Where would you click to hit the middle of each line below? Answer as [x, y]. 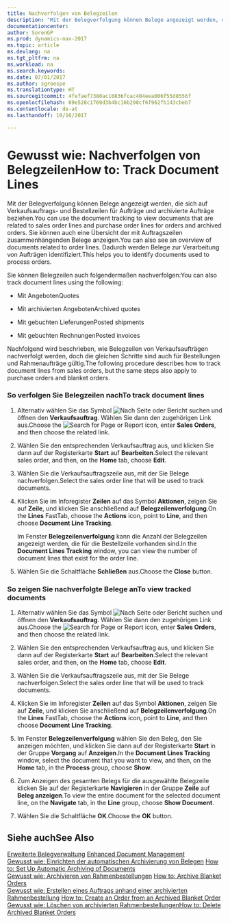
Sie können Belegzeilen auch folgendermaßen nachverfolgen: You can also [112, 275]
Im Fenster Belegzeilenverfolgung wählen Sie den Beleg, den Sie [110, 739]
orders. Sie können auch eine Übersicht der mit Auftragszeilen [95, 232]
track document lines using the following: [65, 282]
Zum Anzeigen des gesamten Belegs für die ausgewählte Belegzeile [113, 781]
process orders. [29, 262]
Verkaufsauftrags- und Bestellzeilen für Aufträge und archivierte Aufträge [111, 210]
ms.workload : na [30, 64]
